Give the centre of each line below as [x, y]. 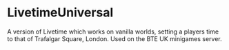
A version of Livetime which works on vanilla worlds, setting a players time [113, 32]
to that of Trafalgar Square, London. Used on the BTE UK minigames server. [114, 38]
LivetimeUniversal [60, 13]
